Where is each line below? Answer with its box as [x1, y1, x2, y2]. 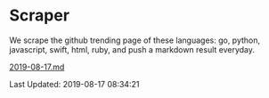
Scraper [9, 5, 69, 26]
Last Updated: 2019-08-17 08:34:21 [9, 78, 140, 89]
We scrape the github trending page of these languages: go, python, [9, 35, 261, 45]
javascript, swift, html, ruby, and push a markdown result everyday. [9, 44, 256, 54]
